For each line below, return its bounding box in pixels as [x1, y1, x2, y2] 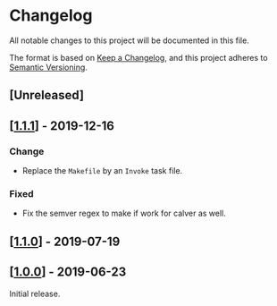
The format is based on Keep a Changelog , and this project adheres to [9, 52, 268, 63]
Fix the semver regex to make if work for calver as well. [21, 208, 226, 219]
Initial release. [9, 288, 61, 299]
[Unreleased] [9, 88, 85, 103]
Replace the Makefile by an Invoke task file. [21, 166, 183, 176]
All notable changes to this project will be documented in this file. [9, 35, 250, 46]
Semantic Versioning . [9, 62, 88, 72]
